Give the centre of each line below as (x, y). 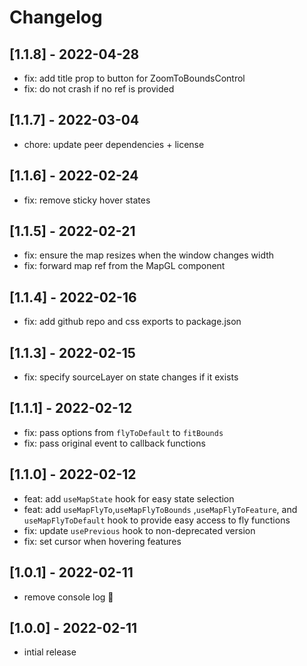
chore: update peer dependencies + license (114, 144)
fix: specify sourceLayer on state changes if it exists (131, 377)
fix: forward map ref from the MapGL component (124, 266)
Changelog (56, 17)
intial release (50, 652)
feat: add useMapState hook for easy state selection (129, 498)
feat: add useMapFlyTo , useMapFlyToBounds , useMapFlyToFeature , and (160, 509)
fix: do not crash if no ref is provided (99, 89)
